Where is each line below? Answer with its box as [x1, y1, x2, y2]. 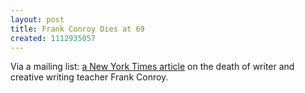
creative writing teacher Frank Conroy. [10, 71, 169, 83]
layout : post [10, 14, 65, 25]
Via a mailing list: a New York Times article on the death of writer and [10, 61, 295, 73]
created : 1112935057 [10, 33, 97, 43]
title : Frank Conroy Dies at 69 [10, 24, 145, 34]
